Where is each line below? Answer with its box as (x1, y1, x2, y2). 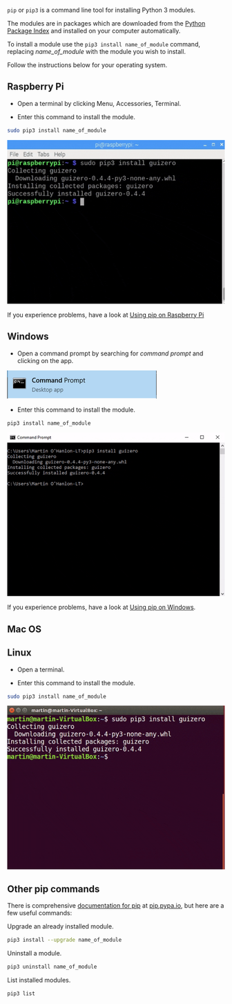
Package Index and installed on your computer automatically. (7, 27, 181, 35)
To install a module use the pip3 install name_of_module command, (7, 40, 200, 48)
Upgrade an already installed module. (7, 922, 114, 931)
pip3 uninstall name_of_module (7, 963, 97, 971)
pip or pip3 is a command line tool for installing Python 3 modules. (7, 6, 195, 14)
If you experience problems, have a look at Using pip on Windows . (7, 603, 196, 612)
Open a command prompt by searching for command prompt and (17, 349, 204, 358)
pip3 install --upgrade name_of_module (7, 937, 122, 944)
